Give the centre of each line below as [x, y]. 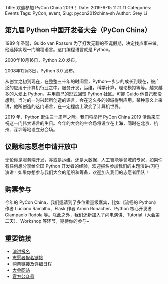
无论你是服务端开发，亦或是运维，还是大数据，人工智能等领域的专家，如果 [82, 160]
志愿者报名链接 [28, 258]
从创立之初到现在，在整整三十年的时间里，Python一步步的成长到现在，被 [80, 81]
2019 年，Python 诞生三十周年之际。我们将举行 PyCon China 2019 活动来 [80, 117]
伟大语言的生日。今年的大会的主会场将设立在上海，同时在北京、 [88, 123]
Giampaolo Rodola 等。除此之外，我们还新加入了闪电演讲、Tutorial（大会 [80, 215]
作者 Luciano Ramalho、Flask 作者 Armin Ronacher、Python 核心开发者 [79, 209]
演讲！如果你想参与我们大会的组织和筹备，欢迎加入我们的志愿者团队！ [77, 172]
